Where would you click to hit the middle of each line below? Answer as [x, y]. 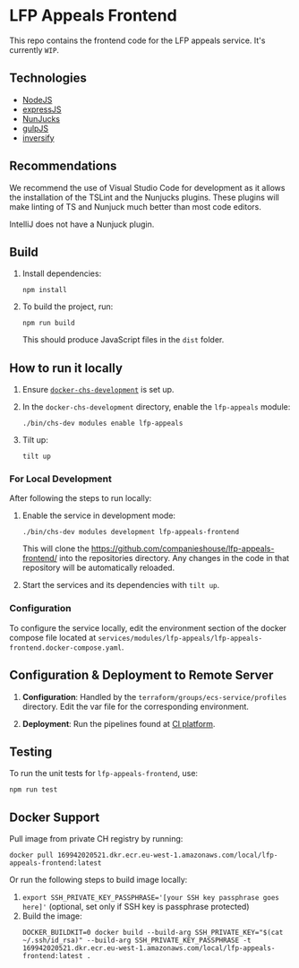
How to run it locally [66, 368]
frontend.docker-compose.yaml [66, 648]
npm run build [48, 324]
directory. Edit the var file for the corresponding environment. [135, 706]
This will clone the [56, 549]
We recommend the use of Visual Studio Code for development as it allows [147, 187]
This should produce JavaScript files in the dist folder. [123, 340]
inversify [38, 138]
